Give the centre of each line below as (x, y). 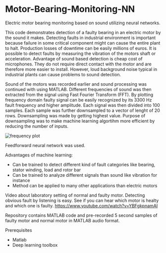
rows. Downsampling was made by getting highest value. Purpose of (75, 115)
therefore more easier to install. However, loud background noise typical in (81, 69)
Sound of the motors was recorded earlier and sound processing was (76, 84)
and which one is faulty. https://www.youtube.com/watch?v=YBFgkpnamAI (82, 205)
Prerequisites (19, 230)
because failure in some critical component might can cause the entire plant (83, 43)
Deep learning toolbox (35, 245)
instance (21, 180)
